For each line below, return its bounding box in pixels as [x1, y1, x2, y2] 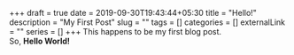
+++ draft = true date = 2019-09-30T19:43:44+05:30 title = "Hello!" [9, 8, 257, 18]
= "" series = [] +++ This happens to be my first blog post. [9, 27, 222, 36]
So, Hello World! [9, 35, 71, 46]
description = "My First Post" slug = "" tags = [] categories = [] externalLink [9, 17, 286, 27]
